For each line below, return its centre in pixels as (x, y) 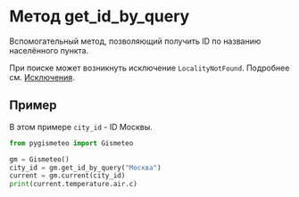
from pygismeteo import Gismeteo (71, 143)
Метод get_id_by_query (100, 16)
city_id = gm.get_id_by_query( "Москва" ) (86, 168)
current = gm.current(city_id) (67, 176)
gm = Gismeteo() (39, 159)
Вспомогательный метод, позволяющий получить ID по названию (135, 41)
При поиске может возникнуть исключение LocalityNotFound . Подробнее (149, 68)
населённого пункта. (49, 50)
